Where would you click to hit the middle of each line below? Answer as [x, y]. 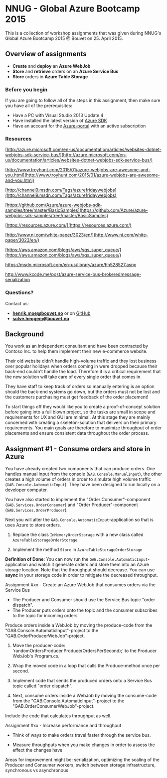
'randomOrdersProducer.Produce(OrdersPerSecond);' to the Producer [84, 651]
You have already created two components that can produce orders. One [80, 469]
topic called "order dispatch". [42, 686]
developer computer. [27, 490]
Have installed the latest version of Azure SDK [60, 121]
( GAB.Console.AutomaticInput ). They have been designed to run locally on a [83, 485]
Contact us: [17, 303]
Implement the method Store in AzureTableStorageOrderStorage [77, 550]
